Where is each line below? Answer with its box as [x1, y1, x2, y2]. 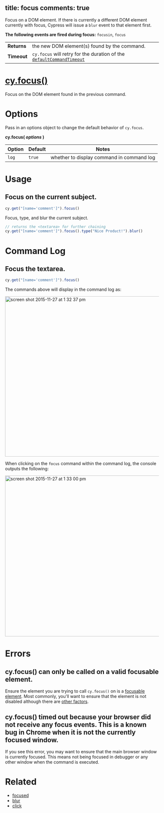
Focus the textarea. [5, 264, 66, 273]
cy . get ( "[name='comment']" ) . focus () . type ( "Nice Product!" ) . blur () [5, 229, 143, 234]
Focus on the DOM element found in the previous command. [5, 91, 126, 97]
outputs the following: [5, 466, 49, 472]
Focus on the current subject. [5, 193, 97, 201]
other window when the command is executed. [5, 759, 100, 765]
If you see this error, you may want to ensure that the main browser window [5, 749, 157, 754]
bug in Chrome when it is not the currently [5, 728, 136, 736]
